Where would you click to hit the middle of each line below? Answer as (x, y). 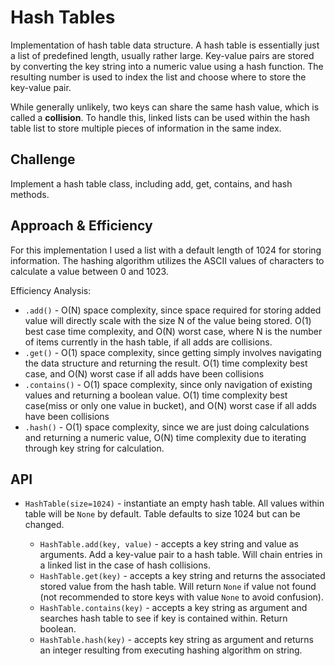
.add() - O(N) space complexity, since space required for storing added (173, 310)
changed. (44, 525)
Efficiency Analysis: (51, 290)
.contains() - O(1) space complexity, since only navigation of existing (168, 384)
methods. (30, 194)
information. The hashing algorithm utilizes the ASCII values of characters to (167, 260)
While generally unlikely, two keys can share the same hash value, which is (165, 107)
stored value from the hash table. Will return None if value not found (178, 587)
